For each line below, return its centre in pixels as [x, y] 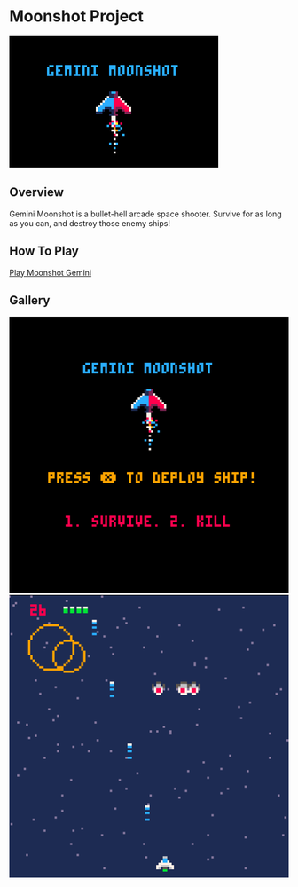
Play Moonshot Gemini [51, 272]
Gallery [30, 300]
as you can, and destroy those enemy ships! [90, 223]
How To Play [44, 251]
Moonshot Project [77, 16]
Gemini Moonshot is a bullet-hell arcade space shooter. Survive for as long [145, 214]
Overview [37, 192]
